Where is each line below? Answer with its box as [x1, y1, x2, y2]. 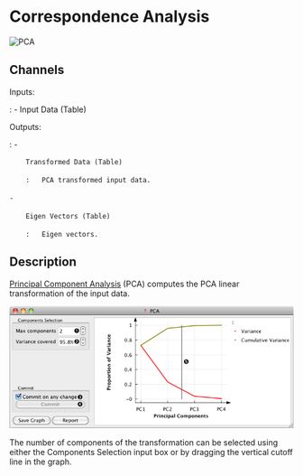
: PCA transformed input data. [25, 175, 151, 184]
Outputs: [9, 121, 42, 132]
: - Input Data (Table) [9, 104, 87, 115]
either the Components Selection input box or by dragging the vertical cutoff [9, 447, 293, 458]
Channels [9, 62, 65, 78]
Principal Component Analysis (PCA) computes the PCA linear [9, 278, 240, 289]
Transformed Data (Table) [25, 157, 124, 166]
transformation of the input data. [9, 287, 131, 299]
